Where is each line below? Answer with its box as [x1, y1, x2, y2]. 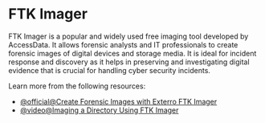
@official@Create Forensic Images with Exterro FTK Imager [19, 96, 218, 106]
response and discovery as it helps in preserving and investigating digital [8, 57, 251, 67]
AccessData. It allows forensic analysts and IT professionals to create [8, 39, 238, 49]
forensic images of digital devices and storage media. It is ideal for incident [8, 48, 257, 58]
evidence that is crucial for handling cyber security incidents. [8, 65, 211, 75]
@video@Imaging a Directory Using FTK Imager [19, 105, 179, 115]
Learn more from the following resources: [8, 81, 146, 91]
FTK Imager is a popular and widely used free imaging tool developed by [8, 31, 249, 41]
